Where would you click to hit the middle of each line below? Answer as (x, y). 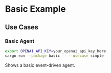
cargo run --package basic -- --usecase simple (55, 56)
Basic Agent (20, 41)
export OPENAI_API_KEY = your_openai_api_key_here (55, 51)
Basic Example (35, 9)
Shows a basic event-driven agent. (40, 65)
